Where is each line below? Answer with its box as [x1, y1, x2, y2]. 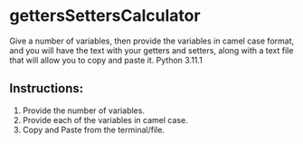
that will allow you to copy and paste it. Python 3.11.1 [9, 54, 204, 65]
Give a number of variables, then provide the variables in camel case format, [9, 35, 295, 46]
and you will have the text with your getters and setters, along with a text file [9, 44, 294, 55]
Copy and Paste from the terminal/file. [22, 124, 166, 135]
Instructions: [9, 81, 84, 96]
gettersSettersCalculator [9, 5, 201, 26]
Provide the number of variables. [22, 105, 145, 116]
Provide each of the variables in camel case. [22, 114, 188, 125]
